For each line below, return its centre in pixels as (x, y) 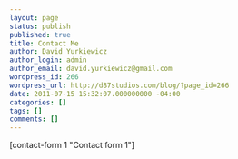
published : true (40, 35)
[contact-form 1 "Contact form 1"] (72, 145)
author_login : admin (49, 60)
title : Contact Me (44, 43)
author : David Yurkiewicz (58, 52)
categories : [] (38, 102)
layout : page (34, 18)
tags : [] (26, 111)
